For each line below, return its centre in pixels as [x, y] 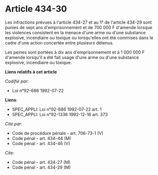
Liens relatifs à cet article [31, 72]
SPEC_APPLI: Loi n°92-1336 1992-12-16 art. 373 [60, 114]
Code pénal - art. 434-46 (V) [41, 143]
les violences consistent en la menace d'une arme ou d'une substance [76, 32]
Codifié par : [17, 81]
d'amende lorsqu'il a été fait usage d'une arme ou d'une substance [72, 57]
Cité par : [14, 124]
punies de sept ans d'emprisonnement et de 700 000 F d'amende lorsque [79, 27]
